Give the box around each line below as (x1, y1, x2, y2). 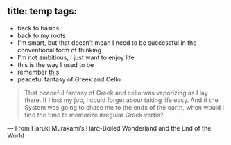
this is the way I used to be (17, 60, 94, 68)
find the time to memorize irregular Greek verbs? (24, 110, 164, 119)
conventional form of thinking (17, 46, 102, 54)
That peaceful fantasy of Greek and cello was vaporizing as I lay (24, 88, 208, 97)
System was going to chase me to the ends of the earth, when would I (24, 103, 225, 111)
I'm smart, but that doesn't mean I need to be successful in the (17, 38, 197, 47)
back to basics (17, 23, 60, 32)
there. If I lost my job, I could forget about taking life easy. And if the (24, 96, 219, 104)
